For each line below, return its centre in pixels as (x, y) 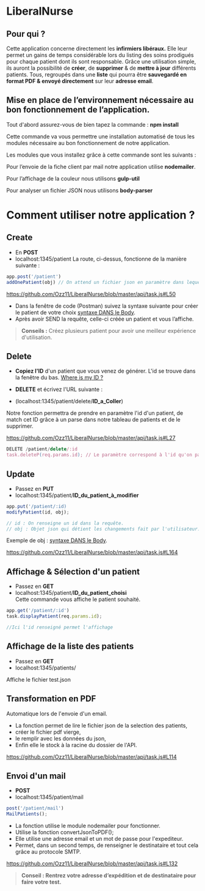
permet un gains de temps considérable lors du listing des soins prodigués (100, 55)
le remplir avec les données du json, (60, 738)
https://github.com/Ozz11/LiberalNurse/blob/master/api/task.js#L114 (92, 756)
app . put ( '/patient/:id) (37, 506)
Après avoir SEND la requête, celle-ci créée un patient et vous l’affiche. (104, 319)
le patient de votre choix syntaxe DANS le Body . (75, 312)
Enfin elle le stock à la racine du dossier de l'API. (76, 745)
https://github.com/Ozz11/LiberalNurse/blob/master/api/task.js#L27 (91, 438)
